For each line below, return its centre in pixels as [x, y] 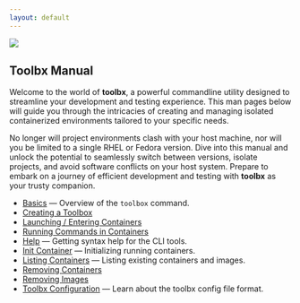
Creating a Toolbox [57, 212]
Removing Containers [62, 270]
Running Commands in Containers [86, 232]
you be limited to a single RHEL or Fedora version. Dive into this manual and [149, 148]
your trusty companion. [52, 186]
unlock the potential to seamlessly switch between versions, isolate [133, 157]
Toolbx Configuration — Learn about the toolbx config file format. [143, 289]
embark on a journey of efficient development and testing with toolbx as [142, 177]
